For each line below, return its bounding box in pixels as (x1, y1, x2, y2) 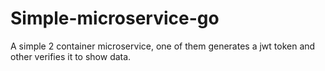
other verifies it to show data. (10, 50, 132, 62)
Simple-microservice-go (10, 7, 220, 30)
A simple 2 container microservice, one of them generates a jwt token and (10, 40, 316, 52)
